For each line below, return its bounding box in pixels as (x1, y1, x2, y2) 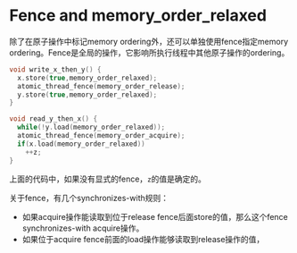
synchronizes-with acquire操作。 (21, 223, 144, 233)
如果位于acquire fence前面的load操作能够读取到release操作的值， (21, 233, 265, 244)
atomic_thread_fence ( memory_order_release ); (17, 81, 186, 90)
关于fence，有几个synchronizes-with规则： (9, 192, 169, 203)
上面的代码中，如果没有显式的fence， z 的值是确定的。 (9, 173, 207, 184)
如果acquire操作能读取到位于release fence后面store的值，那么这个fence (21, 211, 288, 222)
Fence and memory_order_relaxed (9, 5, 268, 26)
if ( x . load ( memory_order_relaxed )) (17, 139, 145, 148)
